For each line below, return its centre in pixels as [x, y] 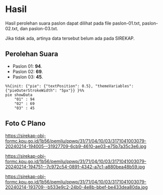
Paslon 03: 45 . [28, 77]
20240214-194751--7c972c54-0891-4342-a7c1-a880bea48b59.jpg [75, 166]
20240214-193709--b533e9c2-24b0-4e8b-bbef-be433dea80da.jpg [76, 187]
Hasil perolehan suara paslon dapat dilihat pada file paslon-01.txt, [73, 23]
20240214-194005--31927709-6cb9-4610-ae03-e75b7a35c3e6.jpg [76, 146]
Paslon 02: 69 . [28, 71]
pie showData [19, 95]
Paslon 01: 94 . [27, 66]
